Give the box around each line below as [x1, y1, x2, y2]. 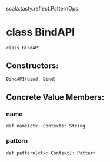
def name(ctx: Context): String [6, 123, 85, 129]
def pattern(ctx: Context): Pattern [6, 150, 96, 156]
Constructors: [6, 61, 59, 71]
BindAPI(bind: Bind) [6, 76, 57, 82]
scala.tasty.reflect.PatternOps [6, 5, 78, 12]
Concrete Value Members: [6, 92, 105, 102]
